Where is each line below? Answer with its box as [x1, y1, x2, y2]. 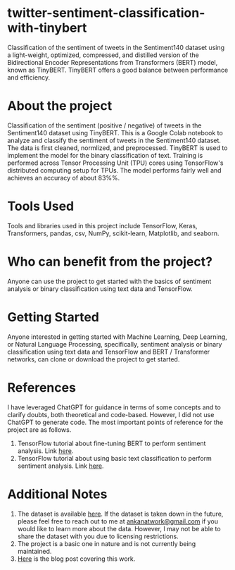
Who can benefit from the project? [7, 254, 213, 269]
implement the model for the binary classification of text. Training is [7, 151, 203, 159]
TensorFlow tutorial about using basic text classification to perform [17, 454, 212, 462]
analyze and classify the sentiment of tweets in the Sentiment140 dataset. [7, 136, 222, 144]
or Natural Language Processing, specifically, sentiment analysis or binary [7, 340, 222, 348]
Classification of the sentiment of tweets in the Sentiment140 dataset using [7, 43, 225, 51]
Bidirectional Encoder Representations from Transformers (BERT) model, [7, 58, 218, 66]
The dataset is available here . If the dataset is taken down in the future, [17, 509, 224, 518]
